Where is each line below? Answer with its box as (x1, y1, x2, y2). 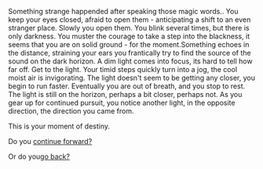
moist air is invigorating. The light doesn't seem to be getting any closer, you (8, 74, 256, 82)
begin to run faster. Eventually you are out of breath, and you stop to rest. (8, 81, 246, 91)
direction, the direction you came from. (8, 106, 134, 116)
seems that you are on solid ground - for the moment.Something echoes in (8, 40, 250, 49)
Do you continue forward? (8, 137, 93, 146)
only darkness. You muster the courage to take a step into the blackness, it (8, 31, 250, 41)
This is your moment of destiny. (8, 121, 111, 131)
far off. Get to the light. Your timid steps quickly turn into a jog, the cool (8, 65, 238, 74)
